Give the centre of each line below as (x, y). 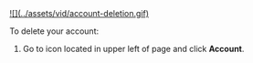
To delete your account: (54, 31)
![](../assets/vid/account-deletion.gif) (79, 13)
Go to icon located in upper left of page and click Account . (133, 49)
